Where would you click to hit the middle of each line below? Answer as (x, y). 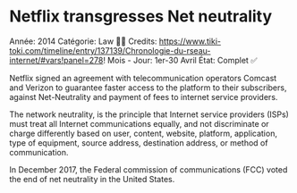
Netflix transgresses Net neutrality (141, 17)
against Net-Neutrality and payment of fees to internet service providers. (144, 96)
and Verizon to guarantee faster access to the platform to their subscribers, (148, 88)
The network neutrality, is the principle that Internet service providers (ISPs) (149, 114)
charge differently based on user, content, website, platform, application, (143, 133)
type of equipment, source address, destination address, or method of (139, 143)
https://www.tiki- (190, 41)
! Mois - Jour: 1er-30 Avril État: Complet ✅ (180, 60)
